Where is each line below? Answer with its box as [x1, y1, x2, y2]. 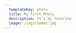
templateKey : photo [9, 7, 48, 12]
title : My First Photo [9, 12, 54, 16]
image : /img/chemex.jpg [9, 20, 56, 26]
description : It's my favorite [9, 16, 72, 21]
